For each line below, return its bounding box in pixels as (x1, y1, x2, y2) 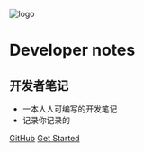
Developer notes (9, 40, 136, 60)
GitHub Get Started (9, 133, 80, 143)
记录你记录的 (22, 115, 70, 125)
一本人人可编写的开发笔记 (22, 103, 118, 114)
